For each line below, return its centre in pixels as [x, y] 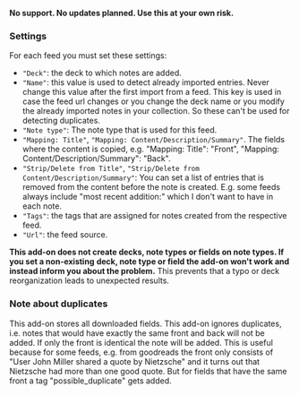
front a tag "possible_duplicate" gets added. [90, 381]
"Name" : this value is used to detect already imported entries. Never [146, 82]
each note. [42, 206]
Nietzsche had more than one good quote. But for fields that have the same [148, 371]
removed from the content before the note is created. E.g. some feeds [151, 187]
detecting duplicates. [61, 121]
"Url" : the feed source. [65, 235]
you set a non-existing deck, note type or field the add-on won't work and [149, 262]
